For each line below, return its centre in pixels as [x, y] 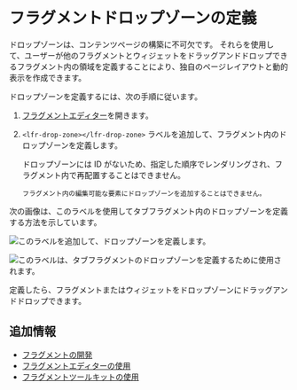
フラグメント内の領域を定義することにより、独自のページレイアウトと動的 [152, 66]
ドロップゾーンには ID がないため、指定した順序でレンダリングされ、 [148, 164]
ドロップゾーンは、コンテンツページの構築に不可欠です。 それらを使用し [142, 44]
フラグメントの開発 [57, 355]
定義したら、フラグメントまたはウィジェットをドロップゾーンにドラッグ [141, 290]
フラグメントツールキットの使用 [80, 377]
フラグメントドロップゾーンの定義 [133, 18]
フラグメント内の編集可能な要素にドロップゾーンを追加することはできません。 [144, 193]
